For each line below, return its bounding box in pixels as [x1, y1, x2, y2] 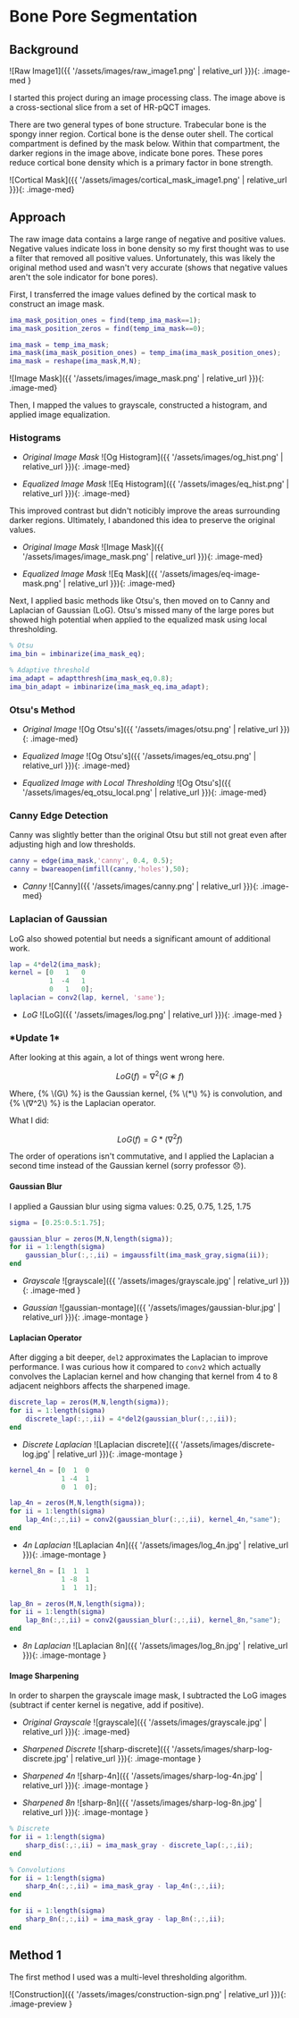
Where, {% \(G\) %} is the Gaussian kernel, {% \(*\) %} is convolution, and [9, 1088, 283, 1099]
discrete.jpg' [21, 1753, 69, 1764]
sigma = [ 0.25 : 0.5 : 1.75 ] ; [9, 1218, 105, 1227]
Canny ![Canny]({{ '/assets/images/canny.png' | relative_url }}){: [21, 881, 259, 891]
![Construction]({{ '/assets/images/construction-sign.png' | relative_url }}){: [9, 1988, 287, 1999]
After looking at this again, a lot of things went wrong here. [9, 1052, 225, 1063]
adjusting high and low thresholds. [9, 839, 136, 850]
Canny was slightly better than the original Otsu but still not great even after [9, 830, 287, 840]
